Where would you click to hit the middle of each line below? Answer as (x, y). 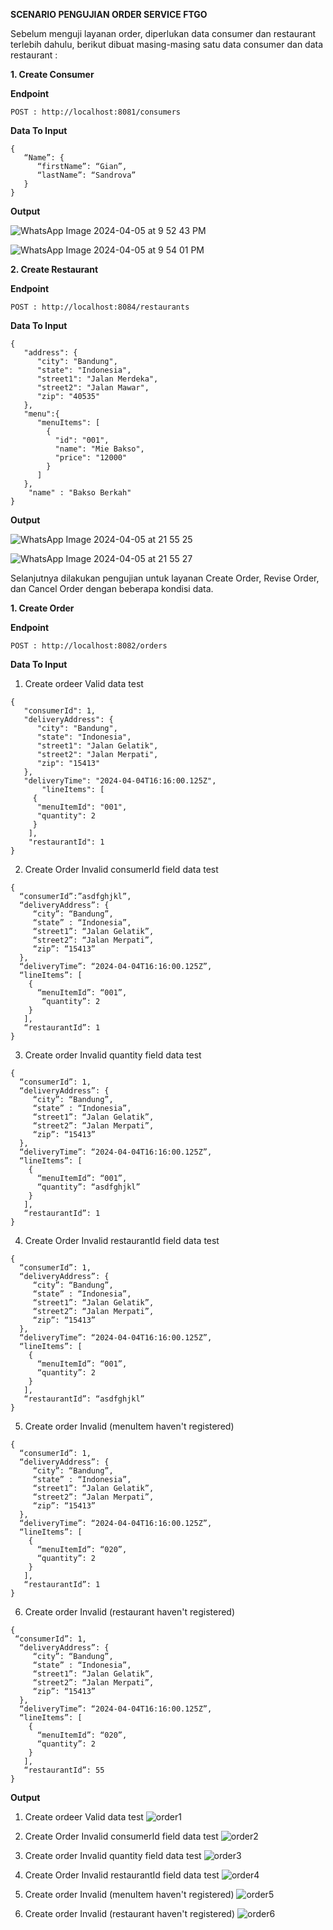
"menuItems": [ (68, 423)
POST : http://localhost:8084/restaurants (100, 307)
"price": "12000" (91, 458)
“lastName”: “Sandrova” (86, 175)
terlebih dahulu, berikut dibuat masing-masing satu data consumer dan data (167, 44)
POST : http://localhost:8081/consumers (96, 112)
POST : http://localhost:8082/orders (89, 646)
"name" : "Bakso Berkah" (80, 493)
